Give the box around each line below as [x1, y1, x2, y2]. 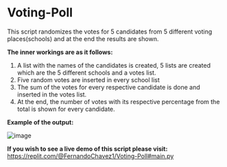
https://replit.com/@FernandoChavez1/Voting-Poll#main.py [7, 152, 174, 160]
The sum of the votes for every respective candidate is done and [16, 83, 200, 91]
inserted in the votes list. [16, 90, 87, 99]
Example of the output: [7, 118, 74, 126]
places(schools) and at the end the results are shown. [7, 34, 159, 42]
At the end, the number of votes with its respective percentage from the [16, 97, 220, 105]
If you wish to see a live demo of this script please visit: [7, 144, 168, 153]
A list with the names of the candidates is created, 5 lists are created [16, 61, 211, 69]
